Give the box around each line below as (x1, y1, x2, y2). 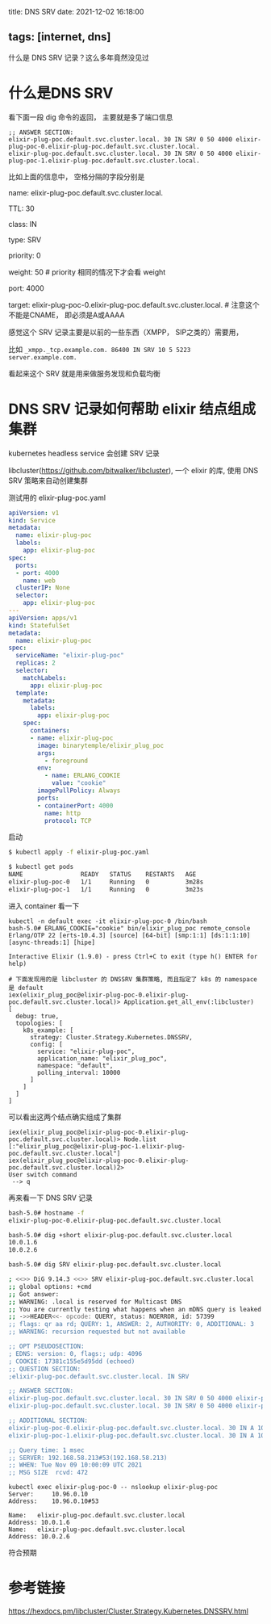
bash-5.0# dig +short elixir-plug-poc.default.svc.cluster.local (8, 1231, 232, 1239)
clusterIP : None (15, 584, 70, 592)
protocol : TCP (44, 816, 92, 825)
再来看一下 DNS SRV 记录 (8, 1193, 93, 1202)
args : (37, 749, 56, 757)
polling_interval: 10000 (37, 1068, 121, 1076)
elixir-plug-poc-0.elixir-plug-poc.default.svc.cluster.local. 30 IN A (8, 1424, 254, 1432)
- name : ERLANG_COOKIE (44, 771, 121, 780)
